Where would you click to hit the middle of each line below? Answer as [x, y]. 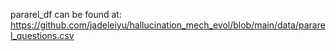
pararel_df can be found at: [66, 14]
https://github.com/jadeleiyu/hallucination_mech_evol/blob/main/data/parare [168, 25]
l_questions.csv [42, 35]
